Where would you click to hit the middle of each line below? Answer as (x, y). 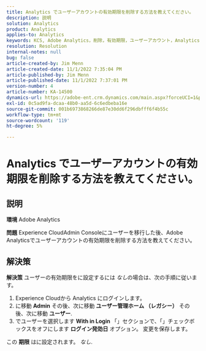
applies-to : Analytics (35, 35)
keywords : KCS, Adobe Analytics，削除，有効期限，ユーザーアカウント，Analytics (103, 40)
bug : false (20, 58)
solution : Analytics (33, 23)
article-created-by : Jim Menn (45, 63)
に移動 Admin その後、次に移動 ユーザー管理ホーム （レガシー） (96, 306)
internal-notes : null (34, 52)
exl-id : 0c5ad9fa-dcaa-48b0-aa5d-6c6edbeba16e (67, 103)
